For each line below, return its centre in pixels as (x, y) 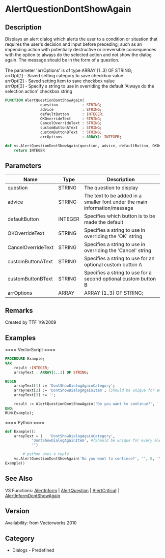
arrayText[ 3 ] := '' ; (35, 395)
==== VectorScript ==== (30, 350)
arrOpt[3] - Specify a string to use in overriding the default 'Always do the (80, 86)
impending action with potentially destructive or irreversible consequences (81, 49)
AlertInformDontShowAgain (33, 496)
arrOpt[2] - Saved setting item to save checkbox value (60, 81)
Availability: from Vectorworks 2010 (41, 523)
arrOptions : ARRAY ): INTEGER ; (81, 137)
